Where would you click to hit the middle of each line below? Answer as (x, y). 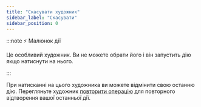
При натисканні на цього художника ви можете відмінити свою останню (101, 85)
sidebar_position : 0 (32, 23)
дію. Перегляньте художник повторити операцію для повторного (91, 91)
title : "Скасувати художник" (43, 12)
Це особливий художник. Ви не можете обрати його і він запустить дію (99, 55)
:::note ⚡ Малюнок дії (34, 41)
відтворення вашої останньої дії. (49, 98)
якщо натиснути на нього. (40, 61)
